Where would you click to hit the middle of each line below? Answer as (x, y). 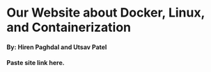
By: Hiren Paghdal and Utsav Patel (57, 47)
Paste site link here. (36, 63)
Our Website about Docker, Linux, (105, 13)
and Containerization (69, 27)
